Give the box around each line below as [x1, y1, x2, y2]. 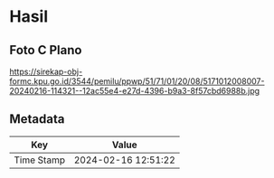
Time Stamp [14, 154, 66, 166]
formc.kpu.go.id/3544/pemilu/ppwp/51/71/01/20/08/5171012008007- [9, 76, 265, 87]
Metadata [9, 111, 65, 127]
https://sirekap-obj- [9, 66, 83, 77]
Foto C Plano [9, 42, 82, 58]
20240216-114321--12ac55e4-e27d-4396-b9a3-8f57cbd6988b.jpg [9, 86, 260, 96]
